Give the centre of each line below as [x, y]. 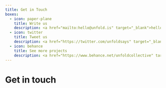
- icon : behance [26, 46]
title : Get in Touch [26, 10]
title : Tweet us [31, 37]
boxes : [12, 14]
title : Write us [31, 23]
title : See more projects [41, 51]
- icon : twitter [26, 32]
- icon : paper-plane [31, 19]
